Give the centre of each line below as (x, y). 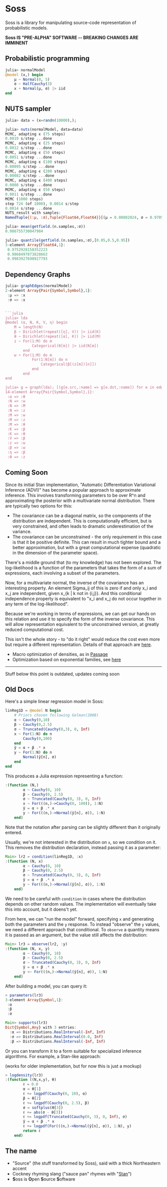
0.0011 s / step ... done (29, 194)
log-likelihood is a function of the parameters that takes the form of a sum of (83, 568)
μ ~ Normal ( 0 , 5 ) (32, 79)
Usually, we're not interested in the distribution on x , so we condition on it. (81, 842)
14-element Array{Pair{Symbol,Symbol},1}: (50, 392)
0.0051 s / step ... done (29, 157)
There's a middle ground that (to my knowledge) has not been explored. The (83, 562)
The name (21, 1151)
